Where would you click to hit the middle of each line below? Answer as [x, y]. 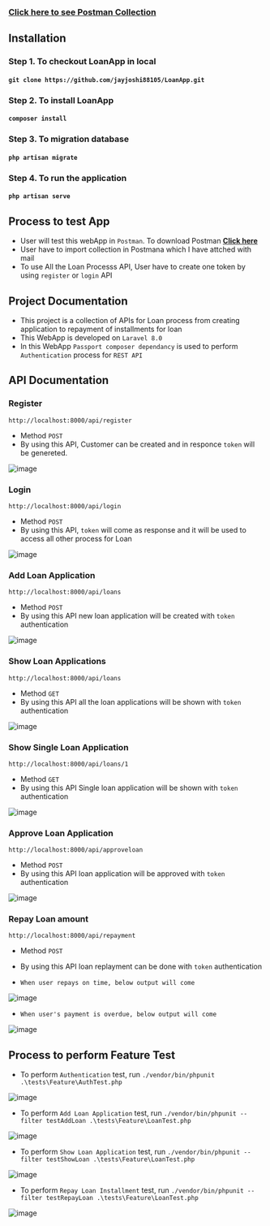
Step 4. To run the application [68, 178]
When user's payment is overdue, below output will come [118, 1014]
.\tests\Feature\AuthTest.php [71, 1082]
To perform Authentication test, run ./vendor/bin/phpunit [117, 1075]
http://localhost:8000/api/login [65, 506]
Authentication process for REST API [81, 355]
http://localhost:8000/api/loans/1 [69, 764]
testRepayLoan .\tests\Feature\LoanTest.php [122, 1198]
